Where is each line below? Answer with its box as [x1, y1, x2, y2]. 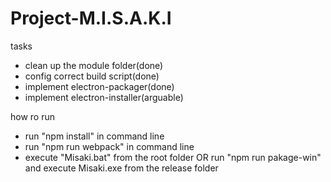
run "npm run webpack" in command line [24, 140, 195, 152]
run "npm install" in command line [24, 130, 165, 142]
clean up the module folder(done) [24, 59, 164, 71]
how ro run [10, 110, 56, 122]
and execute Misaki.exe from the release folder [24, 162, 219, 174]
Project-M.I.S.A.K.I [10, 7, 172, 30]
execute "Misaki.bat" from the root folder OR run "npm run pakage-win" [24, 151, 322, 163]
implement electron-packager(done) [24, 80, 175, 92]
